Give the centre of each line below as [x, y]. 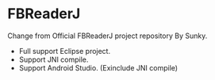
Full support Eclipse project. [65, 51]
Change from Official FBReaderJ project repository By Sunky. [107, 36]
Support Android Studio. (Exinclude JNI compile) [98, 67]
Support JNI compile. [54, 59]
